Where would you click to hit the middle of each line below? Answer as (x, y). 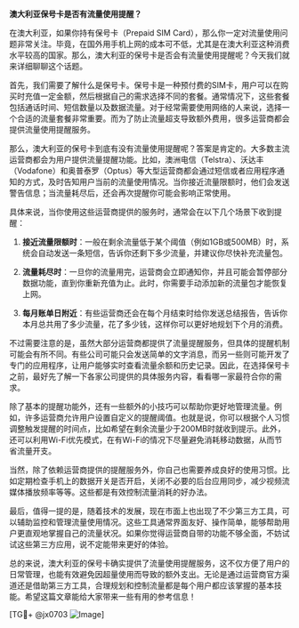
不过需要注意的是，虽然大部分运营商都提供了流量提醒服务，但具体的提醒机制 (149, 343)
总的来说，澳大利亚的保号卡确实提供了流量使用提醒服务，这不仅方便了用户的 (149, 563)
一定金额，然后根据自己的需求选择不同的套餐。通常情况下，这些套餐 (165, 96)
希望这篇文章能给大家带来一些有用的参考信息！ (110, 596)
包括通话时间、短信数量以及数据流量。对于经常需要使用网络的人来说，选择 (145, 107)
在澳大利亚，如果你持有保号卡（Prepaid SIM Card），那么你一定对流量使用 (145, 33)
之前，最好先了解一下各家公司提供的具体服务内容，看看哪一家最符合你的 (141, 376)
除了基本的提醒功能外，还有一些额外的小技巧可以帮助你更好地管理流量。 (141, 407)
